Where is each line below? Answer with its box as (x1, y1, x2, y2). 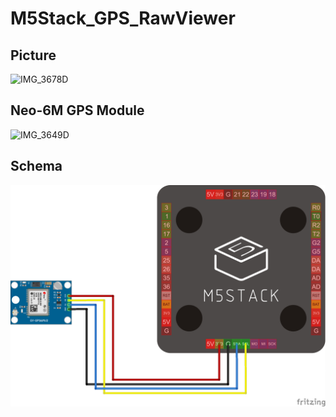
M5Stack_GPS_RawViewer (10, 7, 236, 30)
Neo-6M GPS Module (10, 102, 145, 119)
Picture (10, 47, 57, 64)
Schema (10, 158, 63, 175)
